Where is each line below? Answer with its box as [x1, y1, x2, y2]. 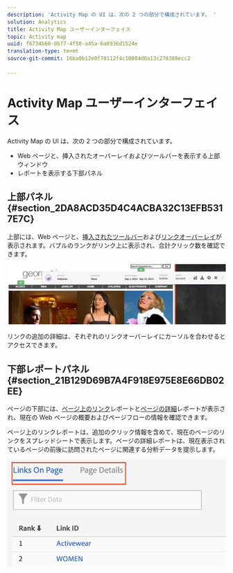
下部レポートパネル [7, 363, 89, 375]
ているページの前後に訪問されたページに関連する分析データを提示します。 [7, 446, 220, 454]
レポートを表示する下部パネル [17, 168, 103, 177]
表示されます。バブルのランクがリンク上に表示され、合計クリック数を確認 [7, 241, 220, 249]
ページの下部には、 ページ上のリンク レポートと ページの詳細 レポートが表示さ [7, 405, 226, 413]
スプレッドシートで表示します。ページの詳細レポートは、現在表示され [25, 437, 225, 445]
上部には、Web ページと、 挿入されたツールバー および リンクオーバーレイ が [7, 232, 222, 240]
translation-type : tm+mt [7, 48, 79, 55]
